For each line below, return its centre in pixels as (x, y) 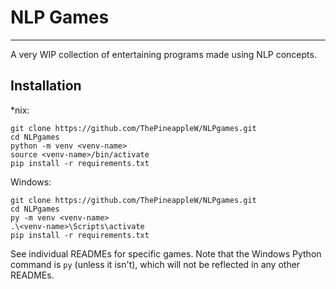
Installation (46, 86)
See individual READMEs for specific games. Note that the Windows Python (166, 253)
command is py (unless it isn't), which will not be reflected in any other (155, 264)
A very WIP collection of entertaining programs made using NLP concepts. (163, 54)
